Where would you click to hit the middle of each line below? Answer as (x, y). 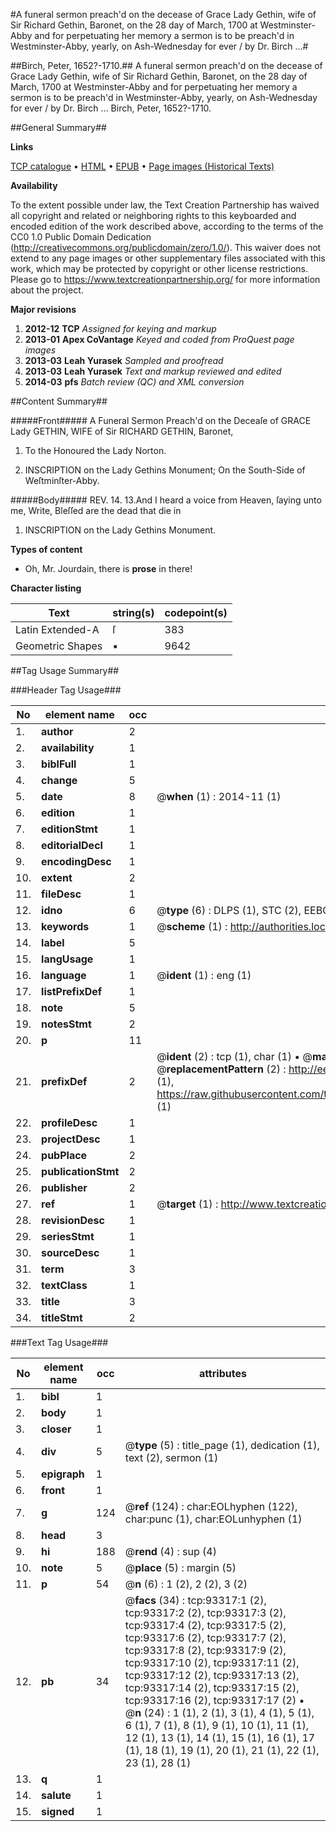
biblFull (59, 764)
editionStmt (69, 829)
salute (56, 1795)
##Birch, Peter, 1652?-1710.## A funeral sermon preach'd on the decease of (166, 65)
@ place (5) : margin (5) (180, 1567)
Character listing (46, 588)
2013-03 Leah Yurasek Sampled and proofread (124, 360)
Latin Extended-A (57, 629)
